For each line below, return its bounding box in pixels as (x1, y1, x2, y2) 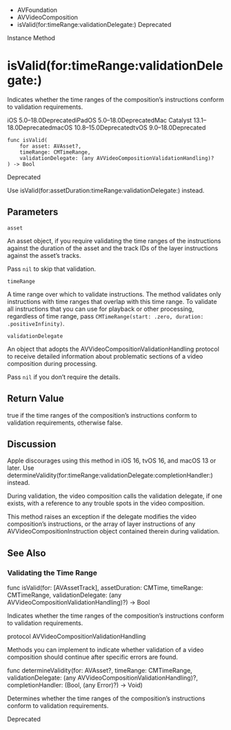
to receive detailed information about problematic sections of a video (7, 352, 203, 361)
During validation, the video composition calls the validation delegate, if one (7, 492, 223, 500)
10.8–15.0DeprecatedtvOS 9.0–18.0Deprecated (74, 123, 206, 132)
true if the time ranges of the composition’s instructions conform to (7, 411, 198, 419)
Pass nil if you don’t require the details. (7, 372, 121, 381)
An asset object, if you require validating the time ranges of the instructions (7, 236, 221, 245)
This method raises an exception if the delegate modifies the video (7, 513, 197, 521)
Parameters (7, 206, 59, 218)
